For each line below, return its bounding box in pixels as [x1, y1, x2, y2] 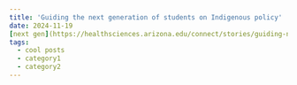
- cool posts [17, 46, 65, 55]
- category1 [17, 54, 62, 63]
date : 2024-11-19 [9, 21, 73, 30]
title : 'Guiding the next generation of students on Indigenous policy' [9, 12, 283, 22]
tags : [9, 37, 29, 47]
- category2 [17, 63, 62, 72]
